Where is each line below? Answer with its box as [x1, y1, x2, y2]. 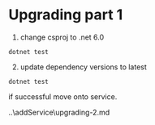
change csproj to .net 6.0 [19, 32, 105, 42]
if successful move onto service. [8, 91, 118, 102]
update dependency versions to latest [19, 62, 148, 72]
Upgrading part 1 [8, 6, 123, 24]
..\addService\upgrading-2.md [8, 107, 110, 117]
